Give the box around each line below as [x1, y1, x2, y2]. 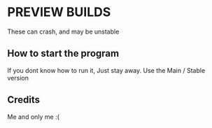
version [7, 73, 29, 82]
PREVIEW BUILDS [7, 4, 111, 20]
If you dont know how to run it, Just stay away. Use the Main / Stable [7, 66, 206, 74]
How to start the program [7, 48, 120, 59]
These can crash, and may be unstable [7, 27, 120, 36]
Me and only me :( [7, 113, 59, 121]
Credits [7, 94, 41, 106]
